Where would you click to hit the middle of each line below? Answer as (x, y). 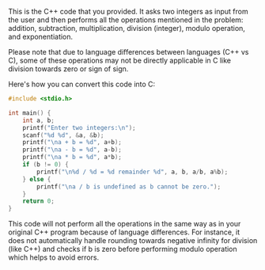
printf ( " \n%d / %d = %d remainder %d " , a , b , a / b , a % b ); (132, 172)
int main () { (30, 113)
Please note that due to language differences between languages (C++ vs (129, 52)
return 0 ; (39, 201)
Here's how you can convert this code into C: (82, 84)
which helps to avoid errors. (54, 257)
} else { (37, 179)
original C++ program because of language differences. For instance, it (124, 232)
